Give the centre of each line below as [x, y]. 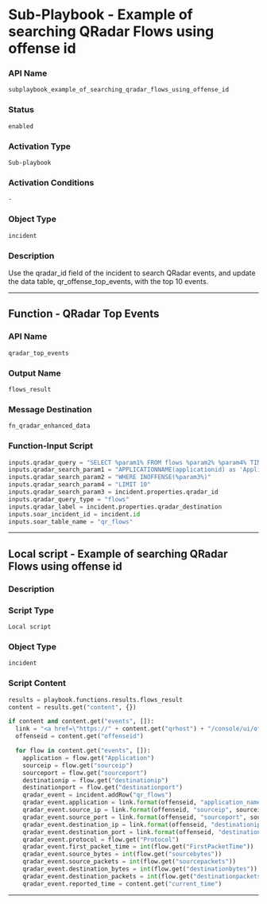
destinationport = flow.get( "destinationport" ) [103, 788]
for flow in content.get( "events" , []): [83, 750]
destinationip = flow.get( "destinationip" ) [96, 780]
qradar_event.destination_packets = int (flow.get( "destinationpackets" [143, 876]
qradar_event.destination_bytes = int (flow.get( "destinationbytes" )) [140, 869]
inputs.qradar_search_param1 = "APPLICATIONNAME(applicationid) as [122, 470]
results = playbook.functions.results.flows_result [95, 699]
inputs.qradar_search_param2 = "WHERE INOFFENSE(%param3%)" [110, 477]
